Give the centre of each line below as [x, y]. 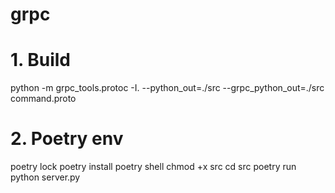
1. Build [40, 60]
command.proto [43, 99]
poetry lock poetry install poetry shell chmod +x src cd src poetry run [153, 167]
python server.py [45, 177]
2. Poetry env [67, 139]
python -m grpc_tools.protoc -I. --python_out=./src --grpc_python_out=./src [167, 88]
